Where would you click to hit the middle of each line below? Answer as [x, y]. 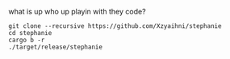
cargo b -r [27, 40]
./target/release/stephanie [56, 47]
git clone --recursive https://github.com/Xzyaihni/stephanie [115, 26]
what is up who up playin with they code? [77, 12]
